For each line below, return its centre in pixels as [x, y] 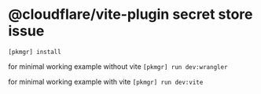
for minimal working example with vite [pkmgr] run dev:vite [106, 81]
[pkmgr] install [35, 52]
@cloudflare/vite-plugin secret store [130, 14]
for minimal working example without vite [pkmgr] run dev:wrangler [118, 66]
